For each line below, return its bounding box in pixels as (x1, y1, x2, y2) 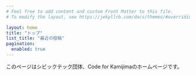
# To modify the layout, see (6, 14, 77, 20)
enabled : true (11, 46, 45, 53)
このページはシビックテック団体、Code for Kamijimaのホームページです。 (6, 63, 183, 70)
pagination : (6, 41, 35, 47)
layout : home (6, 25, 38, 30)
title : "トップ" (6, 30, 43, 36)
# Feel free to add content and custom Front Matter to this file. (6, 8, 174, 15)
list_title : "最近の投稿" (6, 36, 65, 42)
